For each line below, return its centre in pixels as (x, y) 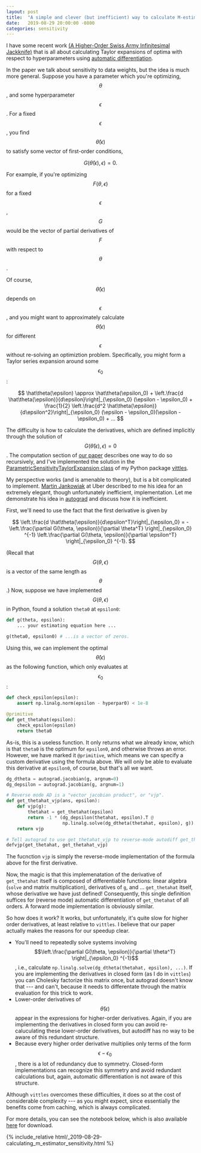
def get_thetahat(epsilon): (41, 720)
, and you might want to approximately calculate (65, 317)
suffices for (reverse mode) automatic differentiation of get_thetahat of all (98, 900)
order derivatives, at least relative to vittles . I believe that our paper (91, 924)
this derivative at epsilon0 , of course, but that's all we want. (80, 768)
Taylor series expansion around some (52, 361)
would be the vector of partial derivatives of (60, 231)
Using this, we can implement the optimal (57, 648)
